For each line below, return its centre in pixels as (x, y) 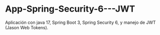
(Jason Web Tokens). (27, 27)
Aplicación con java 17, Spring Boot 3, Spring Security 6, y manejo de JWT (80, 22)
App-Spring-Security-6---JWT (70, 9)
